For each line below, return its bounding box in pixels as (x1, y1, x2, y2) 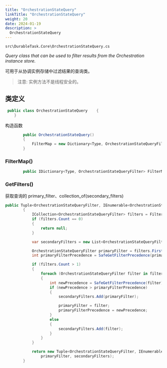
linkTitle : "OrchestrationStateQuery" (5, 12, 85, 17)
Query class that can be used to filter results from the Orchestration (5, 53, 145, 59)
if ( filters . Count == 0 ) (31, 217, 83, 221)
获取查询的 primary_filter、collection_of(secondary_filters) (5, 193, 124, 199)
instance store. (5, 58, 36, 64)
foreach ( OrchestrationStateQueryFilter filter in (40, 271, 148, 276)
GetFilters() (5, 181, 34, 188)
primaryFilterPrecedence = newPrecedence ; (58, 308, 148, 313)
